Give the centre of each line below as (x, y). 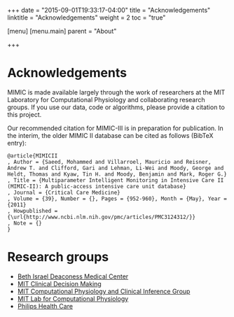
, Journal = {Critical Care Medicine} (64, 192)
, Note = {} (25, 223)
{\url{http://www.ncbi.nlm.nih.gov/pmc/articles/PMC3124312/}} (102, 217)
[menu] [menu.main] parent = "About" (62, 31)
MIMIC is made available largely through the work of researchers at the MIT (116, 92)
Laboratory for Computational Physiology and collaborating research (106, 99)
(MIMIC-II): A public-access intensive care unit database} (97, 186)
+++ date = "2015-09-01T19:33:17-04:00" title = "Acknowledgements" (109, 10)
